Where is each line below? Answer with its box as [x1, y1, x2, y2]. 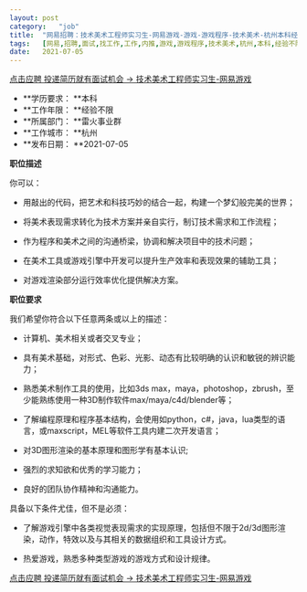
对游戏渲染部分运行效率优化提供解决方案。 [22, 275, 184, 286]
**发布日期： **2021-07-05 [22, 139, 129, 150]
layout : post [9, 13, 59, 23]
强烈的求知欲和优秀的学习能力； [22, 464, 143, 475]
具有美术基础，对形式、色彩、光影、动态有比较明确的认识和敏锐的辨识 [22, 353, 288, 364]
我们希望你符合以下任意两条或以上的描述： [9, 313, 170, 324]
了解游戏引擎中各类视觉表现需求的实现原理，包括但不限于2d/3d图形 [22, 523, 279, 534]
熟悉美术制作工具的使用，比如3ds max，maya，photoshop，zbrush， [22, 383, 286, 394]
